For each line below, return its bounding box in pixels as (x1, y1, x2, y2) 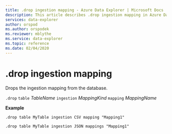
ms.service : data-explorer (5, 36, 63, 42)
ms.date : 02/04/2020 (5, 46, 50, 51)
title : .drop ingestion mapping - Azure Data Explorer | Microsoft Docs (5, 7, 164, 13)
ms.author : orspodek (5, 27, 50, 32)
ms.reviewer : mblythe (5, 31, 52, 36)
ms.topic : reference (5, 41, 50, 46)
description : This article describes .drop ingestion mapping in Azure (5, 12, 161, 17)
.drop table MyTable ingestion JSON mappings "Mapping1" (5, 124, 130, 129)
